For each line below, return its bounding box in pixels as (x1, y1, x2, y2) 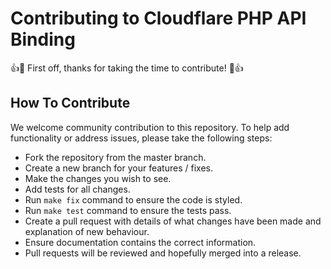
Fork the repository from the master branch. (24, 151, 207, 163)
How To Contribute (10, 95, 131, 112)
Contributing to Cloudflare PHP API (10, 7, 307, 30)
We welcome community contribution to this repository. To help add (10, 121, 290, 133)
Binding (10, 28, 76, 51)
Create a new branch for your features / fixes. (24, 162, 213, 174)
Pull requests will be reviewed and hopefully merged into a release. (24, 247, 302, 259)
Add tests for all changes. (24, 183, 131, 195)
